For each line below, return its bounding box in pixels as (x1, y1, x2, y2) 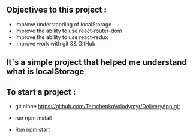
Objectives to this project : (6, 5, 107, 15)
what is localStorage (6, 67, 85, 77)
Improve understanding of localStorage (14, 20, 112, 28)
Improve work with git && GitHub (14, 40, 96, 47)
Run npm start (14, 126, 50, 134)
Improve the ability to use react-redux (14, 33, 108, 41)
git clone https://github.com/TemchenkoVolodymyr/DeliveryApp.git (14, 103, 180, 110)
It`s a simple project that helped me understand (6, 57, 187, 68)
